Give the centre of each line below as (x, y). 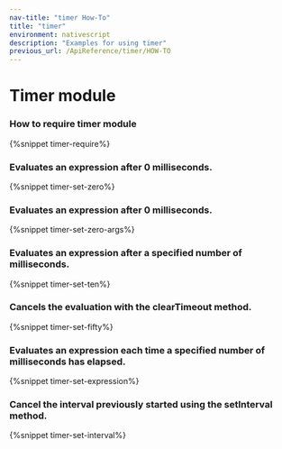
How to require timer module (73, 124)
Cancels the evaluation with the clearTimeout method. (131, 307)
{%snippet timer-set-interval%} (68, 435)
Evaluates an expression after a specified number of (126, 253)
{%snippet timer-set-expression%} (74, 381)
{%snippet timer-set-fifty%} (62, 326)
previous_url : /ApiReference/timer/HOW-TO (90, 51)
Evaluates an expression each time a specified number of (137, 350)
